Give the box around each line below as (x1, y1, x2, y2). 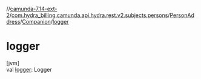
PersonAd (169, 12, 195, 19)
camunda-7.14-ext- (10, 5, 58, 12)
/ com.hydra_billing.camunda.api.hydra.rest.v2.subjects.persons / (9, 12, 170, 19)
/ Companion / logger (20, 18, 69, 25)
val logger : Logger (6, 66, 53, 73)
